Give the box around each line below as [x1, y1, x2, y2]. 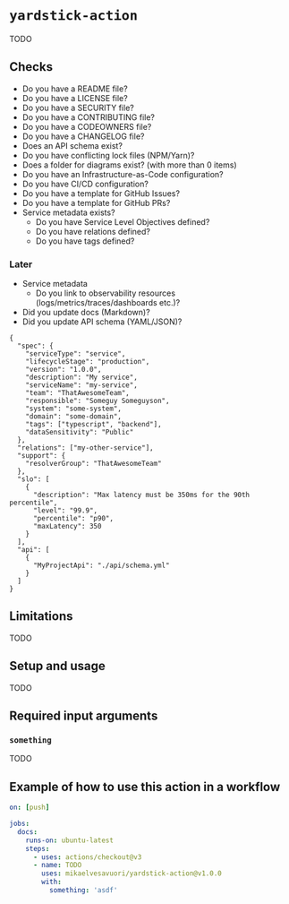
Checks [9, 59, 54, 74]
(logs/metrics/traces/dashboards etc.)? [35, 297, 181, 308]
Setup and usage [9, 659, 106, 674]
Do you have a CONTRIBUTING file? [21, 111, 155, 123]
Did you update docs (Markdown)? [21, 307, 150, 318]
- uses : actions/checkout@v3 [32, 852, 142, 862]
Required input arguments [9, 709, 158, 724]
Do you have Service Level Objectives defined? [35, 216, 210, 227]
